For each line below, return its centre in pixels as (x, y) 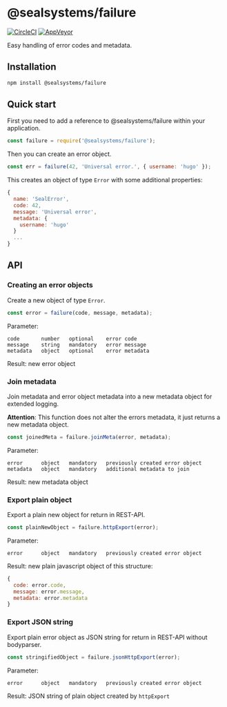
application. (24, 128)
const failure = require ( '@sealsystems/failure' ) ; (81, 141)
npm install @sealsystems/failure (57, 83)
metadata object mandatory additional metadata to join (98, 469)
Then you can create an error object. (59, 154)
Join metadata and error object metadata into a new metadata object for (110, 396)
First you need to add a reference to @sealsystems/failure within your (106, 121)
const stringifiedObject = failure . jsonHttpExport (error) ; (94, 657)
